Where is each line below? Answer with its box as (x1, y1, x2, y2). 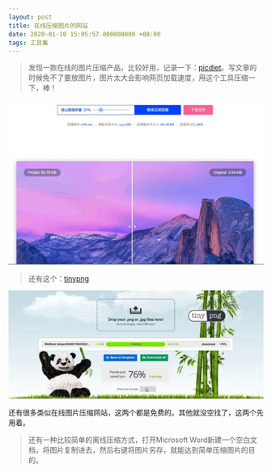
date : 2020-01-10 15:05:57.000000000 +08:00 (8, 30, 161, 38)
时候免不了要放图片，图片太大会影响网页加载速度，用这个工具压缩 (28, 73, 249, 82)
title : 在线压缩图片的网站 (8, 21, 89, 30)
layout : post (8, 13, 53, 21)
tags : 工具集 (8, 39, 49, 47)
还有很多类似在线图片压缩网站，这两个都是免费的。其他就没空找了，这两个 (8, 407, 257, 417)
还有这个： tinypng (28, 273, 90, 283)
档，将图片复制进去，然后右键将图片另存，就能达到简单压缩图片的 (28, 445, 249, 454)
